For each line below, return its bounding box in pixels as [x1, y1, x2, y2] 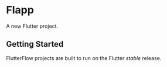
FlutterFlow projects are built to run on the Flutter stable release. [6, 54, 162, 61]
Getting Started [6, 39, 64, 49]
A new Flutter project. [6, 23, 59, 29]
